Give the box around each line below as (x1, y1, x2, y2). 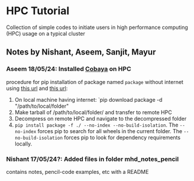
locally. (14, 140, 33, 147)
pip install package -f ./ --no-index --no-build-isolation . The (14, 121, 179, 128)
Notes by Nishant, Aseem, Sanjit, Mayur (6, 47, 156, 57)
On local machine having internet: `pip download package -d (14, 96, 163, 103)
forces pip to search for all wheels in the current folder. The (37, 127, 182, 134)
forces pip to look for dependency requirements (64, 134, 181, 141)
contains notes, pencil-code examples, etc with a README (6, 168, 149, 175)
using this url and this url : (6, 85, 68, 92)
